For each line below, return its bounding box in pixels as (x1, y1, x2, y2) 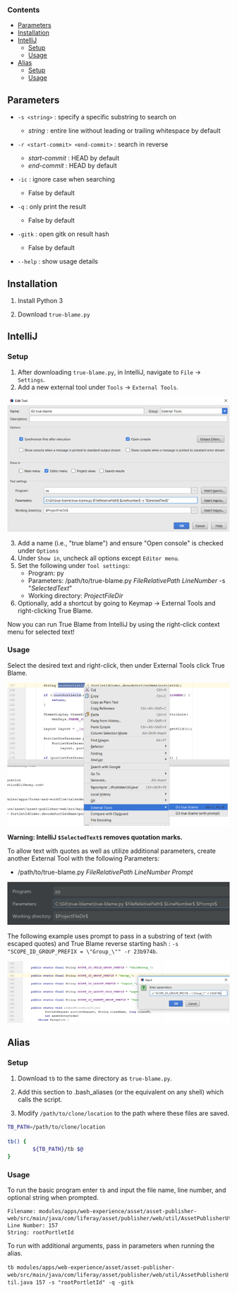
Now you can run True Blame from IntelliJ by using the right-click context (7, 620, 220, 628)
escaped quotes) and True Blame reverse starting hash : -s (7, 940, 179, 948)
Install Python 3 (17, 296, 63, 305)
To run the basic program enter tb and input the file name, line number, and (7, 1186, 226, 1195)
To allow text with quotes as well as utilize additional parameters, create (7, 846, 217, 856)
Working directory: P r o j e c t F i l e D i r (28, 591, 123, 600)
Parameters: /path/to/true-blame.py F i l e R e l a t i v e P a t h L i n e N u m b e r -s (28, 576, 226, 584)
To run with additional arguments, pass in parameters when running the (7, 1241, 215, 1250)
